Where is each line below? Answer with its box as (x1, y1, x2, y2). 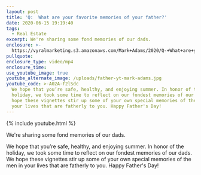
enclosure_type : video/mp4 (6, 59, 74, 65)
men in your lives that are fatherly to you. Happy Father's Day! (6, 162, 159, 169)
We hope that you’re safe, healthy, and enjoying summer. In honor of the (6, 143, 184, 150)
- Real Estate (11, 31, 47, 37)
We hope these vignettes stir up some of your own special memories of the (6, 155, 191, 162)
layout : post (6, 8, 39, 15)
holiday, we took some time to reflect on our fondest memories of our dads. (6, 149, 193, 156)
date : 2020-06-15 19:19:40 (6, 20, 74, 26)
